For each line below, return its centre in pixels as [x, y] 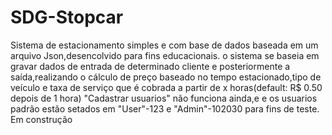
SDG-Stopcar [67, 17]
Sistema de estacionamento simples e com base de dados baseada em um [164, 45]
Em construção [41, 119]
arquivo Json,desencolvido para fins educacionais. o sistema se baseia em [165, 55]
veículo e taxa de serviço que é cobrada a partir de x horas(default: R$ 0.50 [166, 87]
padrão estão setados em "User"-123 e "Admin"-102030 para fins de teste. [165, 108]
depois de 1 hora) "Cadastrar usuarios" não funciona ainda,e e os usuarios [164, 98]
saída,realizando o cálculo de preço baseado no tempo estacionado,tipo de [166, 77]
